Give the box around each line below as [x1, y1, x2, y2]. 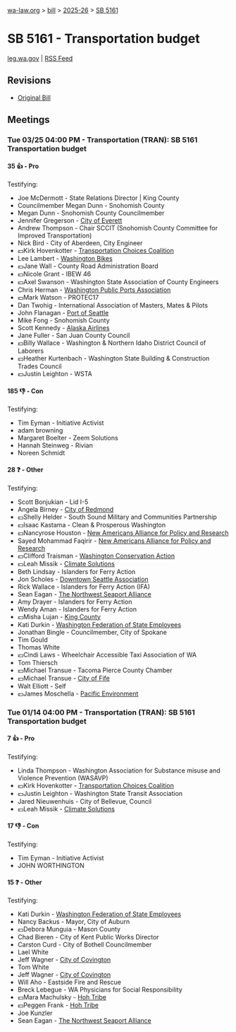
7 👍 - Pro [7, 734, 35, 743]
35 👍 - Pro [7, 162, 39, 170]
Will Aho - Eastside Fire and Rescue [17, 978, 122, 987]
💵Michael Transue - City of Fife [17, 674, 111, 682]
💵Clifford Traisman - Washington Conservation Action [17, 551, 175, 560]
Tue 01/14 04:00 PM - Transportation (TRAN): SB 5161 [7, 707, 195, 717]
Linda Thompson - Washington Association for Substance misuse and [17, 766, 221, 775]
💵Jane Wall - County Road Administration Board [17, 262, 159, 271]
